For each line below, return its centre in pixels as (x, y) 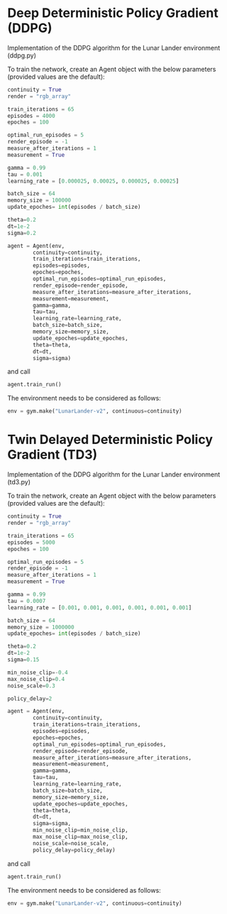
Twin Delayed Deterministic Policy (110, 440)
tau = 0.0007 (27, 601)
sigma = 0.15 (23, 660)
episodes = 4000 (31, 116)
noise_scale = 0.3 (31, 686)
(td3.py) (19, 482)
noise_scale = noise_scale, (71, 843)
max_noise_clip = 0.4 (36, 679)
